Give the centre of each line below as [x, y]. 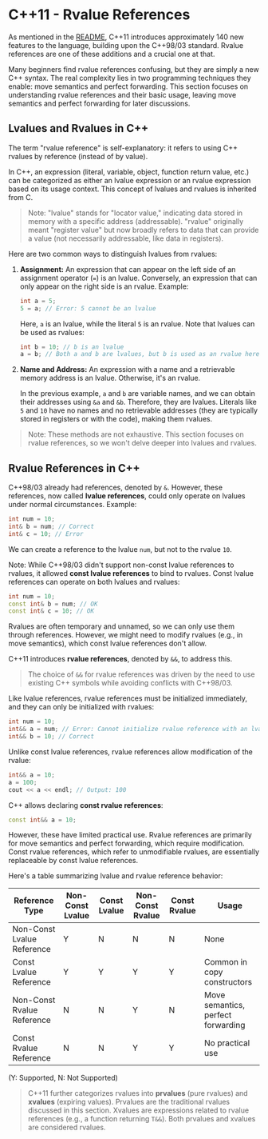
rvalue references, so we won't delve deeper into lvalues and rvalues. [142, 443]
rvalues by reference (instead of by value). [78, 156]
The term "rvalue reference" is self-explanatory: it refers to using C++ [123, 148]
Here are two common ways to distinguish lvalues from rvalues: [113, 254]
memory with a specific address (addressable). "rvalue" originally [136, 221]
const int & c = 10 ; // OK [51, 611]
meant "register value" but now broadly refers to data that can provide [143, 230]
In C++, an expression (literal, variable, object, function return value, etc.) [129, 172]
